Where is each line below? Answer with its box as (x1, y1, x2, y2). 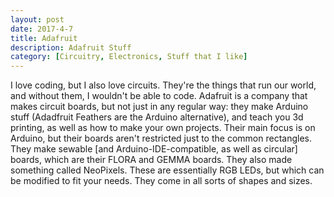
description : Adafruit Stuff (10, 42, 132, 53)
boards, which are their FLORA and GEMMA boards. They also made (10, 154, 293, 166)
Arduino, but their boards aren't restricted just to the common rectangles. (10, 132, 312, 145)
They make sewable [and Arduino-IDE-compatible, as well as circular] (10, 143, 298, 155)
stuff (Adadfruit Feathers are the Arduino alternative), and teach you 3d (10, 111, 304, 123)
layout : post (10, 14, 65, 25)
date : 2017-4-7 (10, 24, 74, 34)
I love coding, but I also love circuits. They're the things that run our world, (10, 79, 317, 91)
